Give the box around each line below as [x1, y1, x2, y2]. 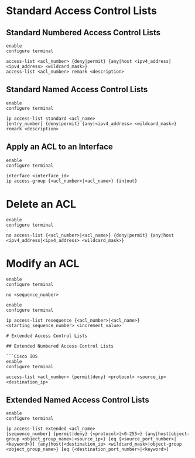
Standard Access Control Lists [6, 4, 157, 18]
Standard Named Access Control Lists [6, 85, 148, 95]
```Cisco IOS [6, 353, 38, 359]
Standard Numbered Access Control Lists [6, 28, 161, 38]
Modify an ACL [6, 257, 80, 270]
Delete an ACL [6, 197, 77, 211]
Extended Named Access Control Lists [6, 395, 149, 405]
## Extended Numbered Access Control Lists [6, 343, 114, 349]
